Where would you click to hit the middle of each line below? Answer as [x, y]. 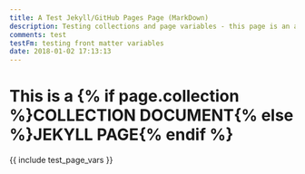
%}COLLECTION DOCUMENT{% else [152, 116]
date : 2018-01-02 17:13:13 [60, 52]
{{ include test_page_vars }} [61, 160]
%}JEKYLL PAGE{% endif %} [122, 135]
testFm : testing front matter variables [87, 43]
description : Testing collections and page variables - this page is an [150, 26]
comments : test [38, 34]
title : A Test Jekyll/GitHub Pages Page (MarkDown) [109, 18]
